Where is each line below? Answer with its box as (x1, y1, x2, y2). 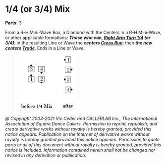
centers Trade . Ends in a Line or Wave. (5, 45, 85, 51)
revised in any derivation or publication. (5, 152, 87, 158)
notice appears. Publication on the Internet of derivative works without (5, 131, 150, 137)
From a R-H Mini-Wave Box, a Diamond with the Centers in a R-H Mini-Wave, (5, 29, 162, 35)
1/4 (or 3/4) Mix (5, 3, 70, 15)
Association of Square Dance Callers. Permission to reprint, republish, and (5, 121, 158, 126)
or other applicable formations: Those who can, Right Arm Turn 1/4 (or (5, 35, 151, 41)
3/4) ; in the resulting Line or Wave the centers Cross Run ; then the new (5, 40, 153, 45)
